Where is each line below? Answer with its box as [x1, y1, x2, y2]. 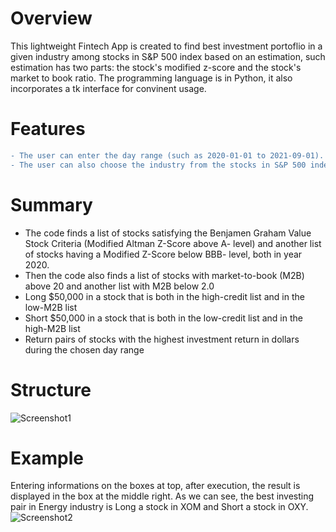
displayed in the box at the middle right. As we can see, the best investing [10, 490, 315, 502]
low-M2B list [24, 301, 78, 313]
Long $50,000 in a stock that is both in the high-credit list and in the [24, 290, 305, 302]
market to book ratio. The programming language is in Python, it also [10, 72, 293, 84]
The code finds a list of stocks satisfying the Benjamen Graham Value [24, 227, 312, 239]
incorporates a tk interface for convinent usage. [10, 82, 207, 94]
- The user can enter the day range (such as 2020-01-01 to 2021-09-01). [10, 150, 325, 161]
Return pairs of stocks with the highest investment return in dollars [24, 333, 300, 345]
